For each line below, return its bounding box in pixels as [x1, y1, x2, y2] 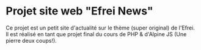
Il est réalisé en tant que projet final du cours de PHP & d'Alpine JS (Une [5, 30, 187, 37]
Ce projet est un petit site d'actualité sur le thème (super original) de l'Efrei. [5, 24, 195, 31]
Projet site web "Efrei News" [5, 4, 153, 18]
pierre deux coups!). [5, 37, 57, 44]
